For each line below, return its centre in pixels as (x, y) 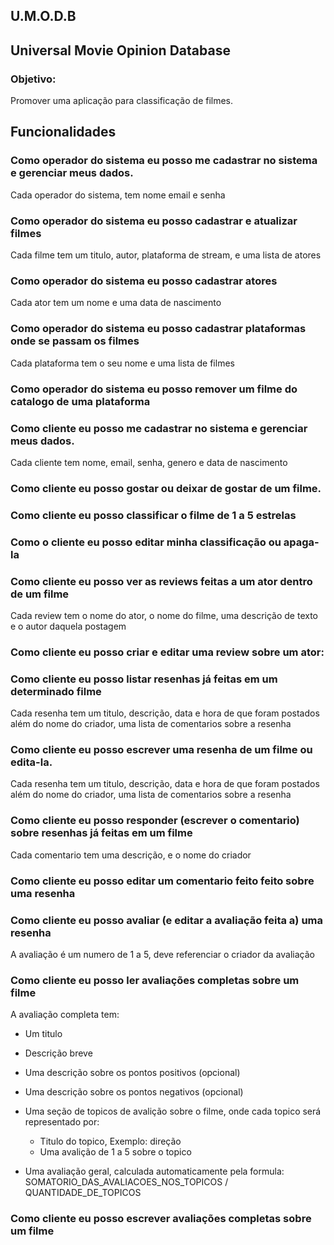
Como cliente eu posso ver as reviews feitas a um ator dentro (161, 581)
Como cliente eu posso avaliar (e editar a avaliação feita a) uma (167, 920)
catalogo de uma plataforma (80, 401)
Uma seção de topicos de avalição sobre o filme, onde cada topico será (173, 1111)
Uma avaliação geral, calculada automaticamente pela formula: (154, 1171)
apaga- (301, 542)
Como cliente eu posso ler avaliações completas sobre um (155, 980)
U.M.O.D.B (43, 16)
